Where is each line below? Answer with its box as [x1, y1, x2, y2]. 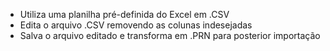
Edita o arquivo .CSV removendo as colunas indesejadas [19, 19, 253, 31]
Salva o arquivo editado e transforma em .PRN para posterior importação [19, 30, 321, 41]
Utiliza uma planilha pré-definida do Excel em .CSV [19, 9, 230, 20]
